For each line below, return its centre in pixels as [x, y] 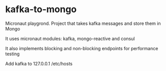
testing [12, 54]
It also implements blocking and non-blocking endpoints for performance [82, 48]
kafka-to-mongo [41, 9]
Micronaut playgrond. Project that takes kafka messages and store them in [83, 23]
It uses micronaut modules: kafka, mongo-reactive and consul [70, 39]
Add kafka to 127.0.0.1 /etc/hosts [39, 63]
